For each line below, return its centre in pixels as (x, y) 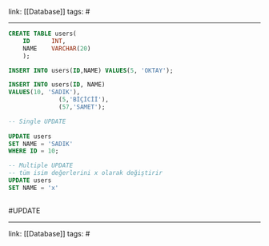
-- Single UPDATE (37, 121)
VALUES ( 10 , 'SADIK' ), (44, 92)
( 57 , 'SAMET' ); (82, 107)
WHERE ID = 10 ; (34, 151)
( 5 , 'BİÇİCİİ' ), (84, 100)
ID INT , (44, 41)
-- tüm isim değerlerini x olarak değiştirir (85, 173)
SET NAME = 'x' (34, 188)
